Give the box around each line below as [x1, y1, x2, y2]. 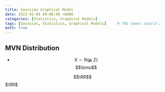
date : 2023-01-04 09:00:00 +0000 [5, 12, 74, 17]
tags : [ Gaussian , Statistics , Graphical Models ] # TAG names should [5, 21, 157, 26]
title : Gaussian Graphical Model [5, 7, 74, 12]
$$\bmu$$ [75, 64, 97, 70]
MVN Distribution [5, 44, 60, 52]
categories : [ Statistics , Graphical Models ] [5, 16, 98, 21]
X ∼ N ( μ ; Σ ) [74, 57, 98, 62]
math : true [5, 26, 27, 31]
